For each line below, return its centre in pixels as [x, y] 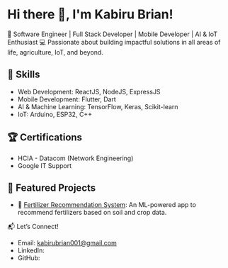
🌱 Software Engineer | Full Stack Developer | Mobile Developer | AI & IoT [113, 34]
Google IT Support [45, 165]
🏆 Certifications [45, 138]
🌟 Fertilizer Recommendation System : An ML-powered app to [107, 205]
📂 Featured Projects [52, 188]
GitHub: [29, 258]
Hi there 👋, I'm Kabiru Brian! [90, 15]
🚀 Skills [24, 75]
